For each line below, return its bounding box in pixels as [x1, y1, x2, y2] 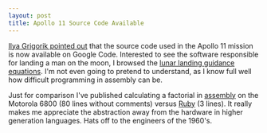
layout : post [8, 11, 52, 20]
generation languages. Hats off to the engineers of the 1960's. [8, 115, 213, 125]
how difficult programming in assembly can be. [8, 75, 163, 84]
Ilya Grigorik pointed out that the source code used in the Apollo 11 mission [8, 41, 253, 50]
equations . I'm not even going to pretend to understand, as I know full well [8, 66, 252, 76]
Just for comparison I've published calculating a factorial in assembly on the [8, 90, 259, 100]
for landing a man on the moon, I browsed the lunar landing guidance [8, 57, 235, 68]
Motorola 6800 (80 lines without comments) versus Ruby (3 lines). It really [8, 99, 253, 108]
